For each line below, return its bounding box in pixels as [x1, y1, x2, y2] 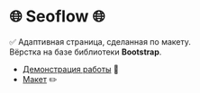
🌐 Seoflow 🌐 [9, 6, 105, 27]
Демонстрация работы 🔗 [22, 63, 119, 74]
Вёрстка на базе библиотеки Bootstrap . [9, 46, 162, 57]
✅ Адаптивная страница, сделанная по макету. [9, 36, 192, 46]
